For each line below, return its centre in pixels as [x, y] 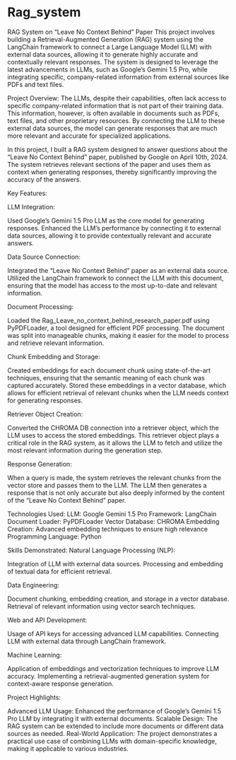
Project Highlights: [34, 697]
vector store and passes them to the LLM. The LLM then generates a [107, 485]
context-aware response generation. [61, 684]
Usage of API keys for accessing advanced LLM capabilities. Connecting [113, 633]
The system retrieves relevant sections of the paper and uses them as [109, 164]
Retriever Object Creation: [45, 414]
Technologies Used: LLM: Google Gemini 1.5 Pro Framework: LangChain [112, 514]
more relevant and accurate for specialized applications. [89, 136]
